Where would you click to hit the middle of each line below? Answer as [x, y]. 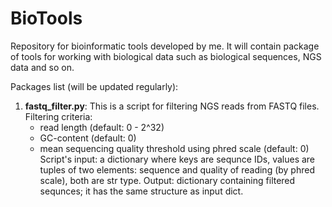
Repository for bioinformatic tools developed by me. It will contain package [165, 46]
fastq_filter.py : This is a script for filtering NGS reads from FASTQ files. [172, 106]
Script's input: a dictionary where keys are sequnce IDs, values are [177, 159]
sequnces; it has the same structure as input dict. [141, 191]
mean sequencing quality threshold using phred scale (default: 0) [174, 148]
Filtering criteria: [58, 116]
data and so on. [42, 67]
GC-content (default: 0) [88, 138]
